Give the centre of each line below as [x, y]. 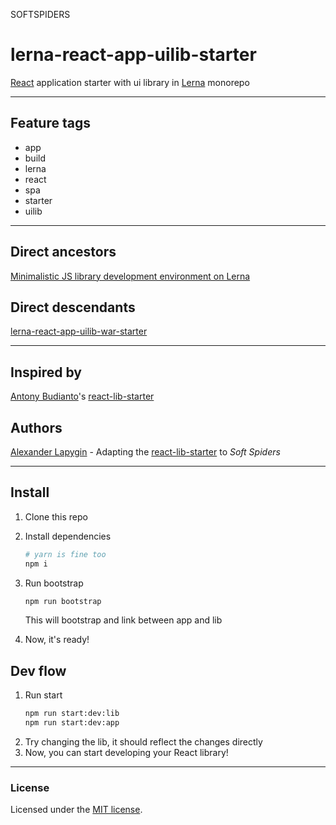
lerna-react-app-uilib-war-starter [79, 331]
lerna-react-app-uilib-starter [133, 55]
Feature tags [50, 123]
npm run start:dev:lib [72, 714]
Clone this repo [56, 516]
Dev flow [38, 670]
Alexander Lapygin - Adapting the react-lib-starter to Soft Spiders [145, 452]
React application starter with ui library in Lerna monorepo [130, 82]
